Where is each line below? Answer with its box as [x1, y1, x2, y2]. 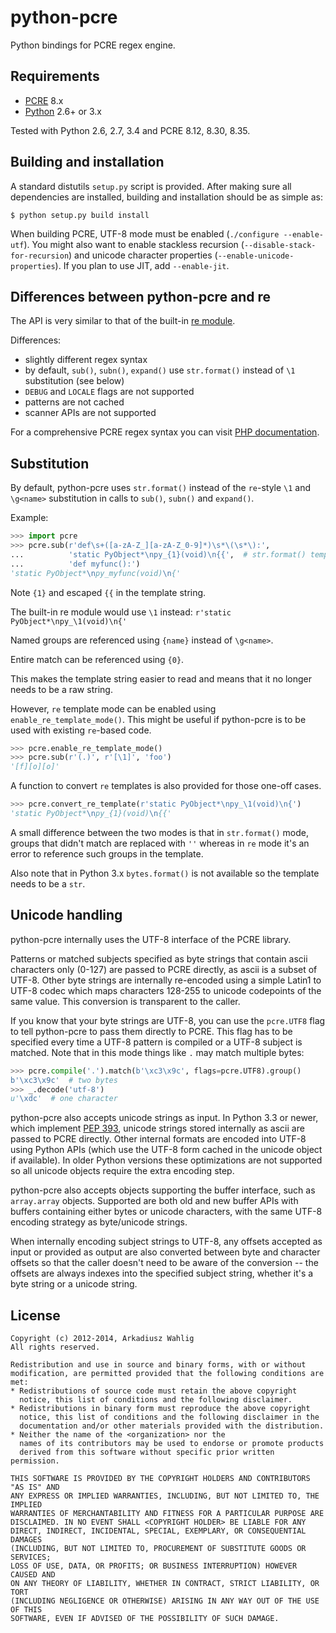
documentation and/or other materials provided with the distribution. [19, 1421, 325, 1431]
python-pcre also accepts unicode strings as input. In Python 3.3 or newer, [10, 1112, 319, 1124]
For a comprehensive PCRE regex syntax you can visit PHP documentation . [10, 426, 320, 438]
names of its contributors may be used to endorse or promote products [19, 1439, 325, 1449]
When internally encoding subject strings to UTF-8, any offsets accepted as [10, 1236, 323, 1248]
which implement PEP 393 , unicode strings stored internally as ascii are [10, 1122, 305, 1135]
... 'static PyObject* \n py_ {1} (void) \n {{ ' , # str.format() [10, 549, 307, 560]
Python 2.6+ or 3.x [24, 105, 102, 117]
